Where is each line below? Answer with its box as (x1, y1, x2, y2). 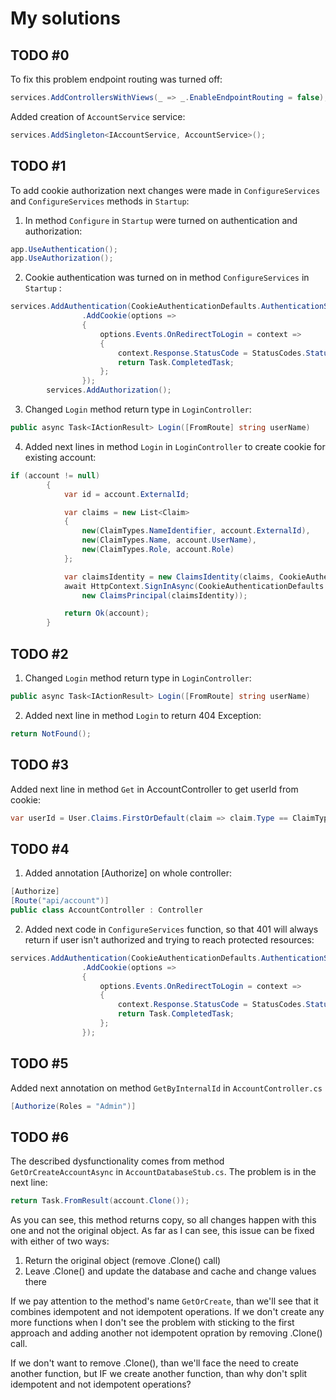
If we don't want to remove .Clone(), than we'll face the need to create (10, 1357, 299, 1369)
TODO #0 (10, 47, 70, 64)
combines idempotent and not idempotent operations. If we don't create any (10, 1306, 325, 1318)
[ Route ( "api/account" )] (10, 896, 110, 906)
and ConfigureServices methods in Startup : (10, 195, 190, 207)
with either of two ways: (10, 1235, 110, 1247)
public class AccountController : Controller (10, 905, 203, 915)
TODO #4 (10, 840, 70, 857)
